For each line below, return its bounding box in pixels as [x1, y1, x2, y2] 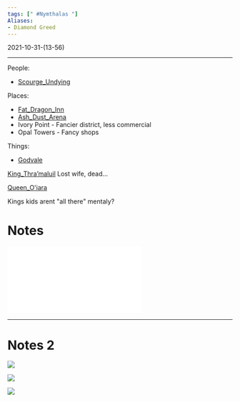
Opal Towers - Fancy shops [17, 128, 99, 136]
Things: [7, 142, 30, 151]
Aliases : [7, 17, 34, 24]
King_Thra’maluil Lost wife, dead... [7, 169, 109, 179]
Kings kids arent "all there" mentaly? [7, 197, 115, 206]
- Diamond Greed [7, 24, 56, 31]
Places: [7, 91, 29, 100]
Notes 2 [7, 337, 55, 353]
